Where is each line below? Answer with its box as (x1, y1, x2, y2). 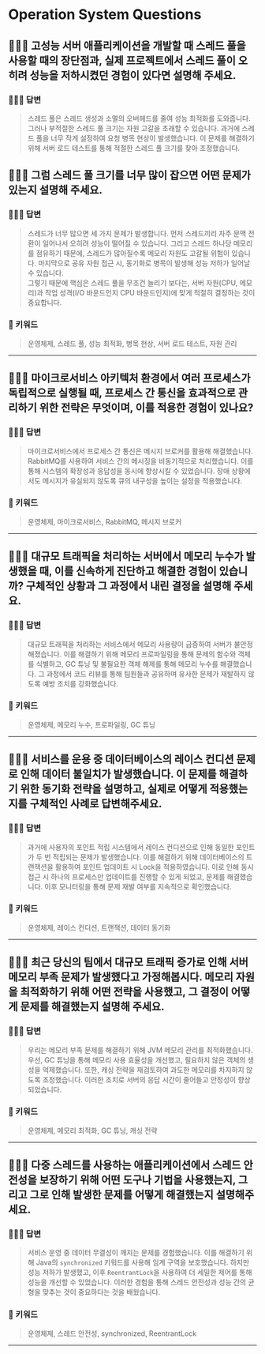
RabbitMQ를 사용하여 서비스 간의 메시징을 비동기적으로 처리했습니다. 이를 (27, 456, 254, 465)
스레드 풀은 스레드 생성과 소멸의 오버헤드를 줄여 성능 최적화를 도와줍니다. (27, 113, 251, 123)
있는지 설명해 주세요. (8, 183, 103, 197)
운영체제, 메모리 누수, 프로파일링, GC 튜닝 (27, 720, 156, 729)
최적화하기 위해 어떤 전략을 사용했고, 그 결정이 (20, 985, 229, 999)
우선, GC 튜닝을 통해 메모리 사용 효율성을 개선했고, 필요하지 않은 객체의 (27, 1055, 246, 1064)
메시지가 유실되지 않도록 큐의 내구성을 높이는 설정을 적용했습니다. (42, 476, 243, 485)
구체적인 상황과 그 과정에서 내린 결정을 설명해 (26, 579, 232, 593)
